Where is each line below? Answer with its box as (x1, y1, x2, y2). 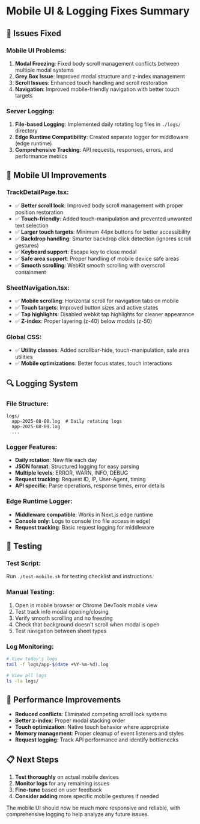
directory (14, 127, 38, 134)
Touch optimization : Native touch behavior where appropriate (14, 723, 169, 731)
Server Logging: (6, 107, 55, 115)
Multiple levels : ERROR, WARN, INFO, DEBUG (14, 469, 129, 476)
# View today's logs (6, 656, 58, 662)
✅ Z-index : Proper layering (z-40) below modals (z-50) (14, 317, 153, 325)
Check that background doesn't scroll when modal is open (14, 620, 160, 628)
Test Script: (6, 559, 41, 567)
